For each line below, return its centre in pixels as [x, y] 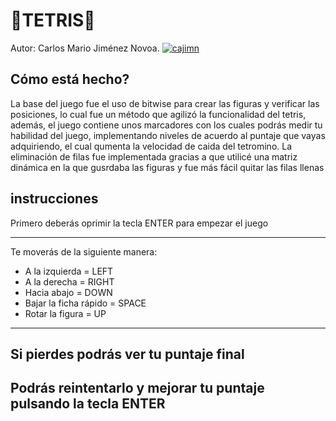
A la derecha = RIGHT [69, 281]
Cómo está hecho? [70, 79]
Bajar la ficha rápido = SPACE [85, 303]
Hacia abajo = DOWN [68, 292]
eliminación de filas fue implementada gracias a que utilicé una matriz [154, 156]
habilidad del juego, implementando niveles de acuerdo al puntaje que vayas [168, 135]
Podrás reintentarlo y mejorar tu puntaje [137, 388]
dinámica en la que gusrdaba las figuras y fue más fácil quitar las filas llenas [167, 167]
